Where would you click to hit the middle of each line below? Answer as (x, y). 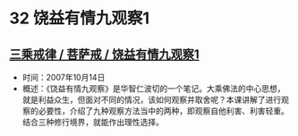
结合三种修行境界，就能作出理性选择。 (93, 122)
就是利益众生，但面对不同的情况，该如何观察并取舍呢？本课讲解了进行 (152, 100)
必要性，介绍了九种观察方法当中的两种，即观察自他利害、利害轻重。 (163, 111)
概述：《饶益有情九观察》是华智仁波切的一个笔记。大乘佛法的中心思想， (153, 89)
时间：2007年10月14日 (64, 77)
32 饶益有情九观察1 (80, 18)
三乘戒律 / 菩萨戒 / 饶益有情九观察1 (104, 54)
